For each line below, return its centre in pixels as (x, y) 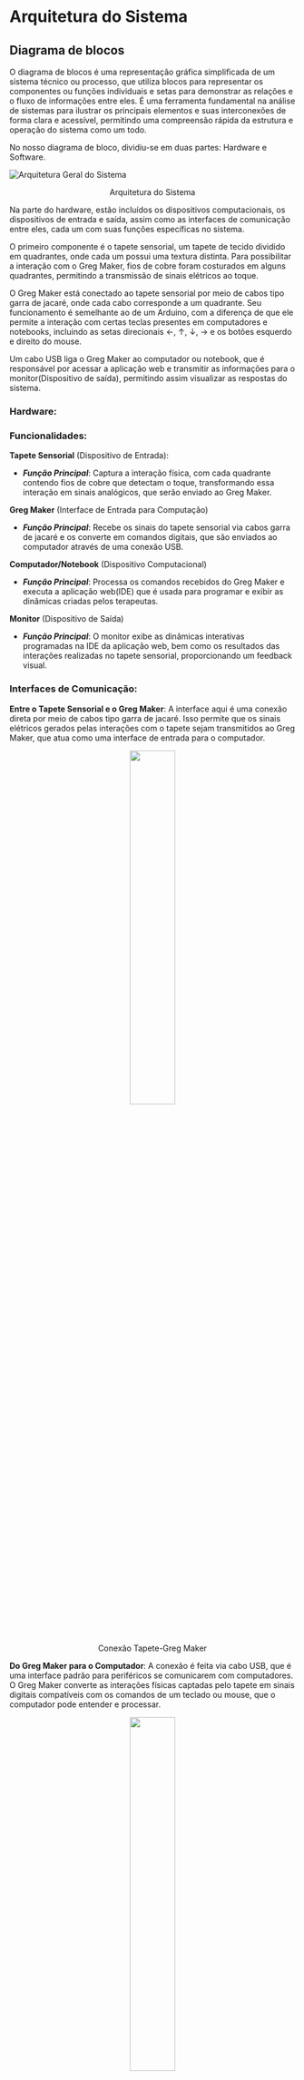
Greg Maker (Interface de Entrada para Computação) (109, 510)
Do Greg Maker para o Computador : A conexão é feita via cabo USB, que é (151, 1665)
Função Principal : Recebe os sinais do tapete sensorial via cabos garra (156, 527)
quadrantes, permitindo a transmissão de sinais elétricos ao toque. (134, 275)
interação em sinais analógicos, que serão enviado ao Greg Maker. (147, 493)
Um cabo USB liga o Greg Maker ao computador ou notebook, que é (137, 359)
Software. (28, 157)
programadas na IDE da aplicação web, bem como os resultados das (151, 646)
